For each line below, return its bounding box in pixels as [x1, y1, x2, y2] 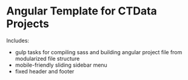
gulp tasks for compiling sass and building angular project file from [15, 48, 183, 55]
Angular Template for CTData [6, 4, 158, 18]
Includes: [6, 37, 29, 44]
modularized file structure [15, 55, 80, 62]
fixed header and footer [15, 67, 75, 75]
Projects [6, 17, 50, 31]
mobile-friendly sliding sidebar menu [15, 61, 107, 69]
